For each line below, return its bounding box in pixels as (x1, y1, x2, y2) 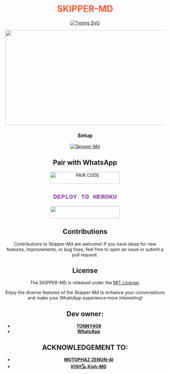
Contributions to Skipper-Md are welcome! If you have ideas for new (13, 241, 157, 247)
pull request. (72, 251, 98, 257)
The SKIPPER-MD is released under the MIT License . (30, 280, 140, 286)
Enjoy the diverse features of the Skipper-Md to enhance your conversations (5, 289, 165, 295)
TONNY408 (76, 323, 102, 329)
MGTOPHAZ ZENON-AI (64, 356, 114, 362)
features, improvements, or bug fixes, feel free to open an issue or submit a (7, 246, 163, 252)
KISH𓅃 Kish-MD (70, 363, 107, 369)
